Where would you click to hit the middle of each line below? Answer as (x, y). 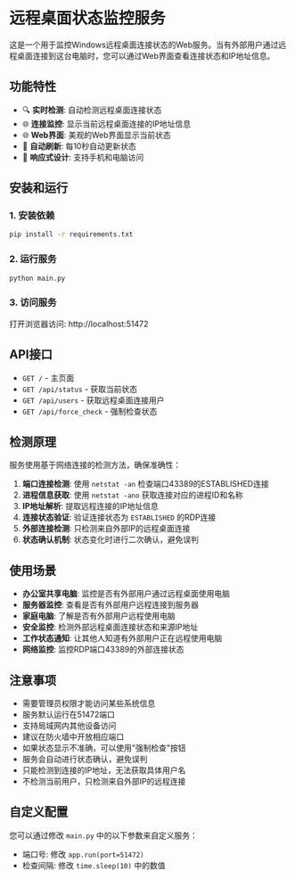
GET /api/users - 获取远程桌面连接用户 (93, 400)
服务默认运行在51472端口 (69, 715)
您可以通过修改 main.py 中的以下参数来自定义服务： (103, 835)
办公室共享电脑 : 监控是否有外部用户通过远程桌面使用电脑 (126, 594)
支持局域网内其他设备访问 (69, 726)
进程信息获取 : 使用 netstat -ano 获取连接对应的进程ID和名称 (132, 495)
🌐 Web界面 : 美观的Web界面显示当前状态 (96, 135)
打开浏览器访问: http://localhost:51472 (79, 324)
